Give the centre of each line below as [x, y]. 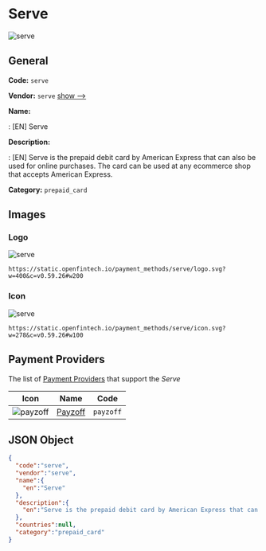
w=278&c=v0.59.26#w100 [46, 335]
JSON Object [41, 440]
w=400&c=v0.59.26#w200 [46, 276]
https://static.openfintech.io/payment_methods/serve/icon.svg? [117, 328]
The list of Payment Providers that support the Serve [94, 378]
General [29, 61]
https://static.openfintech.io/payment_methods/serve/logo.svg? [117, 269]
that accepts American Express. [61, 174]
